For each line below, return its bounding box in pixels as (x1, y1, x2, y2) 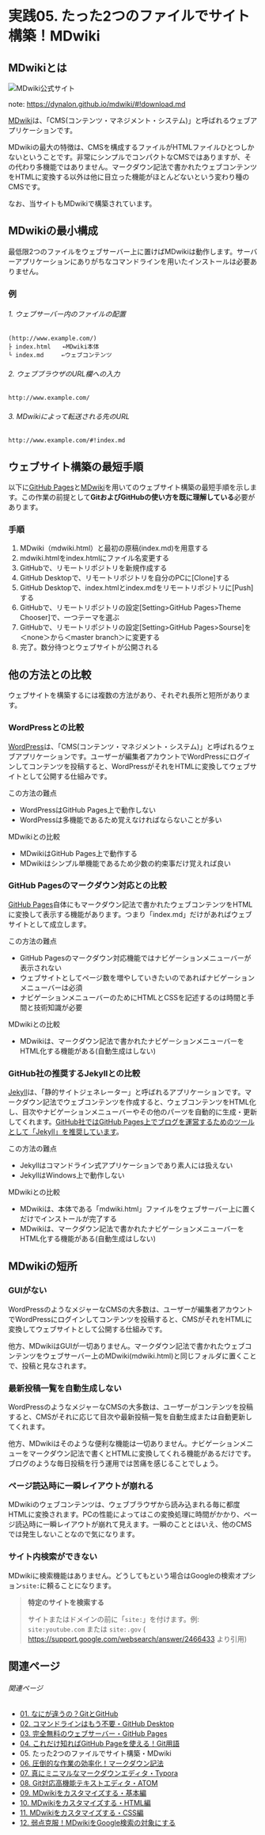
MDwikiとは (8, 61, 67, 74)
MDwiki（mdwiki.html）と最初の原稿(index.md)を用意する (19, 543, 209, 553)
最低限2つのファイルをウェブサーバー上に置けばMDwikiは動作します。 (8, 246, 237, 256)
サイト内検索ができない (8, 1551, 97, 1563)
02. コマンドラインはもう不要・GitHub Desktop (19, 1719, 175, 1729)
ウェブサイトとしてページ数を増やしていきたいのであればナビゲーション (19, 973, 256, 982)
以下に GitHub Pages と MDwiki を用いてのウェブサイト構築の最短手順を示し (8, 482, 251, 492)
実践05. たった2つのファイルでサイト (8, 7, 251, 25)
